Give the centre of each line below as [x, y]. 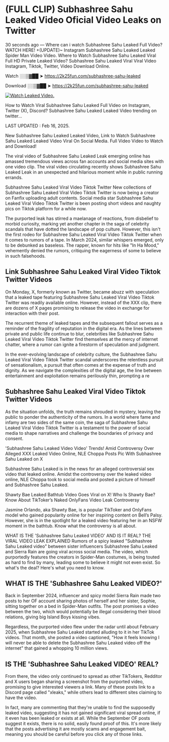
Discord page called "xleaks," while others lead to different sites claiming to [83, 693]
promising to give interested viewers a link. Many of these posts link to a [80, 687]
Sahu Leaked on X [24, 459]
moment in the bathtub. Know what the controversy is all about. [71, 526]
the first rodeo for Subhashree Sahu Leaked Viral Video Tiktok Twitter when [83, 234]
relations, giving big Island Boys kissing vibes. [53, 617]
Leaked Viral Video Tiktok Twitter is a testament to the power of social [78, 428]
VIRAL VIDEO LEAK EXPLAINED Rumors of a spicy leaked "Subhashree [79, 541]
